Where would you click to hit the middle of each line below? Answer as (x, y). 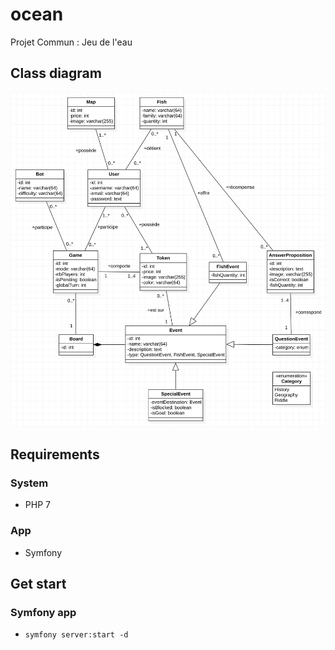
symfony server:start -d (76, 635)
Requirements (55, 454)
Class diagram (56, 73)
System (29, 483)
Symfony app (43, 612)
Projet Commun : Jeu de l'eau (71, 42)
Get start (38, 583)
